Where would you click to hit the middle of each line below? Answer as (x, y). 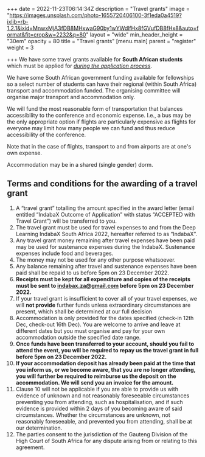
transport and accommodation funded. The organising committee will (94, 90)
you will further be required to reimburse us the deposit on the (96, 376)
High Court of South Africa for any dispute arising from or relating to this (106, 441)
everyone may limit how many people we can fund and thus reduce (91, 128)
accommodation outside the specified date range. (78, 337)
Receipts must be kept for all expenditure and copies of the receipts (103, 279)
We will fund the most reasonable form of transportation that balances (95, 109)
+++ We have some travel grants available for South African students (95, 59)
